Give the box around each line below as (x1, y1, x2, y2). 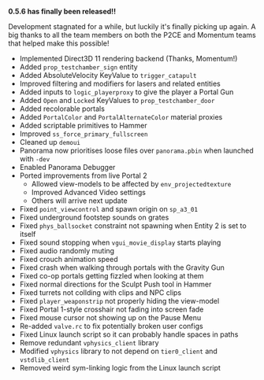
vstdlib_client (19, 356, 70, 364)
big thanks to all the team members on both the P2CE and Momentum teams (8, 31, 256, 39)
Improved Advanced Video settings (31, 188, 146, 197)
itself (19, 230, 36, 238)
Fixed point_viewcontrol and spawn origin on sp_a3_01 (19, 205, 199, 213)
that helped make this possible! (8, 39, 110, 48)
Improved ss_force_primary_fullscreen (19, 129, 148, 138)
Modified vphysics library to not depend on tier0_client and (19, 346, 218, 356)
